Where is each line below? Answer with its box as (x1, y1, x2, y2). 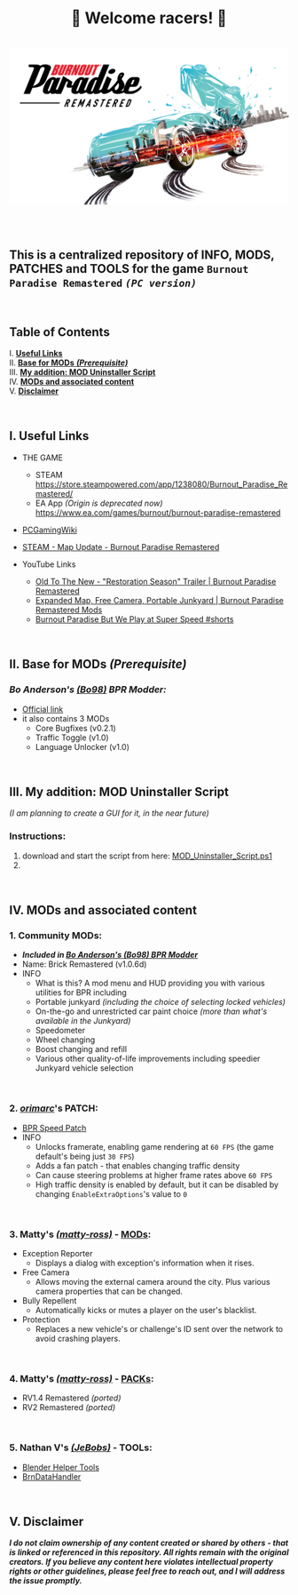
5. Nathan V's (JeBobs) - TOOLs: (9, 1441, 153, 1454)
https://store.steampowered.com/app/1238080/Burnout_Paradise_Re (35, 479, 288, 490)
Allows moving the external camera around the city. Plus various (35, 1276, 271, 1287)
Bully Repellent (21, 1295, 77, 1305)
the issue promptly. (9, 1575, 82, 1586)
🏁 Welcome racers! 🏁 (70, 8, 228, 28)
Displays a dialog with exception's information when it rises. (35, 1257, 255, 1268)
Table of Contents (9, 324, 111, 339)
